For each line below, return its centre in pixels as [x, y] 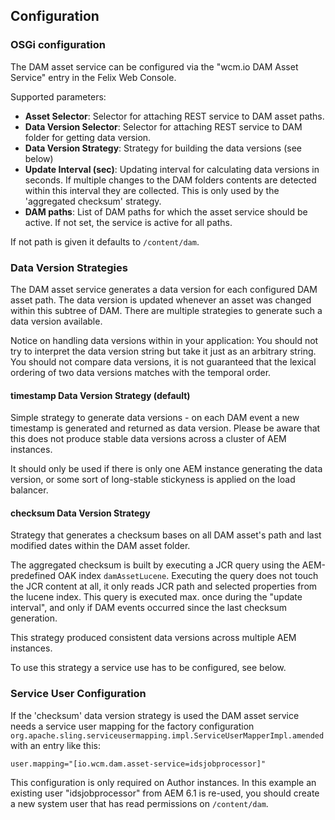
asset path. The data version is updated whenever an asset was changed [161, 300]
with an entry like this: [55, 745]
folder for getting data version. [88, 137]
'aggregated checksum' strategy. [93, 201]
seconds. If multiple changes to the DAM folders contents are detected [170, 180]
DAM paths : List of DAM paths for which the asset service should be [166, 211]
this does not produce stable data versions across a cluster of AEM [148, 439]
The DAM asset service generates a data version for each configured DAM [164, 289]
